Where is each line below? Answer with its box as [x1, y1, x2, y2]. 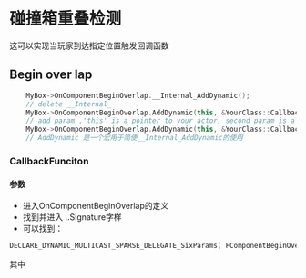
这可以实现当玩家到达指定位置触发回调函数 [9, 40, 169, 51]
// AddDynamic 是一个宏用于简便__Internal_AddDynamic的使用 [25, 134, 243, 143]
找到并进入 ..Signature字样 [22, 212, 122, 223]
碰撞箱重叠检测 [9, 8, 122, 29]
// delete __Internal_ [25, 99, 112, 109]
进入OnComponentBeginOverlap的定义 [22, 201, 169, 212]
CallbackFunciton [9, 154, 89, 167]
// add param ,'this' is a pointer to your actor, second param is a [25, 116, 296, 125]
